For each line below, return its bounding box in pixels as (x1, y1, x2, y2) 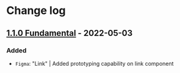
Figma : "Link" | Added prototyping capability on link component (15, 60, 174, 67)
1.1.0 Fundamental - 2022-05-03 (6, 28, 133, 38)
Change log (6, 4, 66, 18)
